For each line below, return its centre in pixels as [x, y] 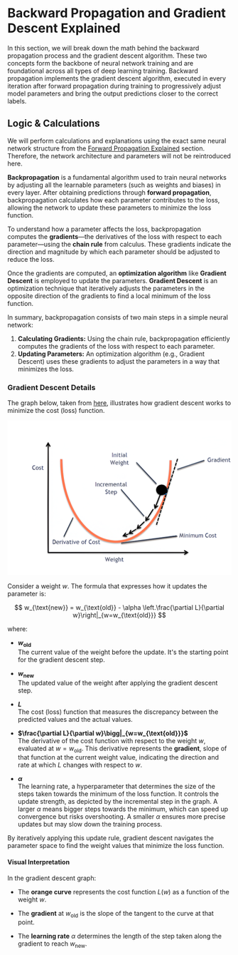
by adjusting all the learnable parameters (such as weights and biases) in [114, 185]
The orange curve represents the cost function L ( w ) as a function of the [123, 892]
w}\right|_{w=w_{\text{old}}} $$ [119, 616]
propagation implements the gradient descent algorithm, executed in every [117, 78]
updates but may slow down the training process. [90, 824]
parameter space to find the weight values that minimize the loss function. [116, 846]
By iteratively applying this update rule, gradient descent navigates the [111, 838]
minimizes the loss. [46, 369]
